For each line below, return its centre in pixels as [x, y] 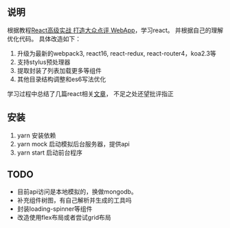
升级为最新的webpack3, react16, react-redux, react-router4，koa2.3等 [116, 53]
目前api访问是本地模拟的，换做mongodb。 [77, 192]
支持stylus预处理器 [44, 62]
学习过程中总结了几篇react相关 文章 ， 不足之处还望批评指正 [90, 93]
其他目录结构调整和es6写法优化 [61, 79]
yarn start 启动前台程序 [50, 152]
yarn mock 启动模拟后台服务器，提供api [73, 144]
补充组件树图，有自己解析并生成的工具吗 [74, 201]
